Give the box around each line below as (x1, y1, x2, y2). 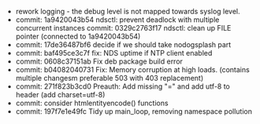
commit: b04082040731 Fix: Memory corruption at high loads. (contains (15, 65, 250, 74)
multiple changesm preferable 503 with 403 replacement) (15, 74, 204, 82)
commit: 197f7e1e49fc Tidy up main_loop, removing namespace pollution (15, 107, 253, 116)
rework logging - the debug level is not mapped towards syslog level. (15, 7, 240, 16)
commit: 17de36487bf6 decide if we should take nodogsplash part (15, 40, 232, 49)
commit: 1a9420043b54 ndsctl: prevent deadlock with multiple (15, 15, 220, 24)
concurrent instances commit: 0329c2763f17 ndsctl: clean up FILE (15, 24, 232, 32)
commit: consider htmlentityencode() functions (15, 98, 169, 108)
